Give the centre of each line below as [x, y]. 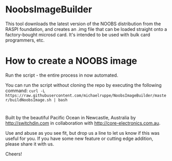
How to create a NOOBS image [71, 61]
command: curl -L [25, 91]
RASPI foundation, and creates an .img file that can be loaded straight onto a [86, 29]
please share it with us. [30, 144]
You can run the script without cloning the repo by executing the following [83, 85]
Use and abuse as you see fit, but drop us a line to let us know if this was [83, 133]
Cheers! [14, 154]
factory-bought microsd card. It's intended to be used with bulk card [78, 34]
